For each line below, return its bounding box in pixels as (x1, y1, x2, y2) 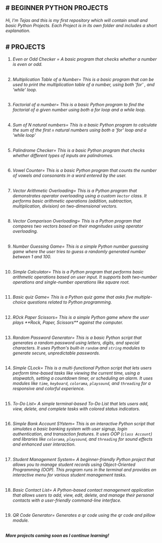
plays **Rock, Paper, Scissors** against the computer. (12, 319, 123, 325)
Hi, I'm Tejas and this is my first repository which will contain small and (5, 17, 148, 23)
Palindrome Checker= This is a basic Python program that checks (12, 147, 145, 153)
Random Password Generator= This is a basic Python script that (12, 335, 142, 340)
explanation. (5, 28, 31, 33)
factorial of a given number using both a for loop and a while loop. (12, 107, 146, 113)
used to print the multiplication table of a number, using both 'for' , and (12, 81, 155, 87)
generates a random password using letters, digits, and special (12, 339, 140, 346)
